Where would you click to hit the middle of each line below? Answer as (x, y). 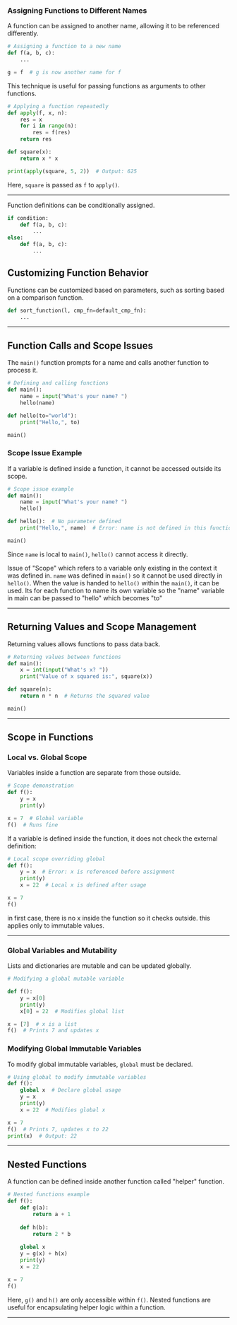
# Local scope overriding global (56, 859)
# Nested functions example (49, 1195)
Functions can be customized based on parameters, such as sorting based (116, 290)
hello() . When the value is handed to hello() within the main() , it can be (114, 583)
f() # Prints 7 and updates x (53, 1031)
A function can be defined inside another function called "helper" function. (116, 1181)
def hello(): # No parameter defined (64, 522)
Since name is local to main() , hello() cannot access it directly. (98, 554)
